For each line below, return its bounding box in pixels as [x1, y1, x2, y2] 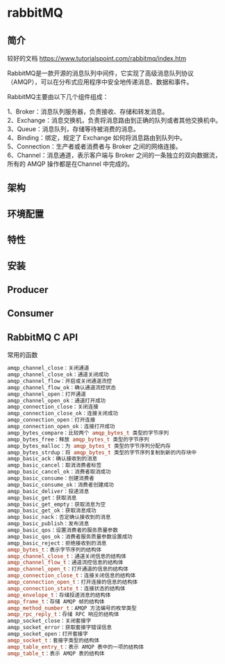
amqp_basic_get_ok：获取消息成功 [7, 507, 97, 514]
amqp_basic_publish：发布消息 [7, 520, 90, 527]
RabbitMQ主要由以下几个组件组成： [7, 93, 109, 100]
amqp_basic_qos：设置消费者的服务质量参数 [7, 527, 118, 534]
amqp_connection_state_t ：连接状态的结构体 [7, 584, 126, 592]
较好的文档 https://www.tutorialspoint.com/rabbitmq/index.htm [7, 54, 186, 62]
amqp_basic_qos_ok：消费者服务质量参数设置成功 [7, 533, 133, 540]
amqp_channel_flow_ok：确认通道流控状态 [7, 384, 117, 391]
